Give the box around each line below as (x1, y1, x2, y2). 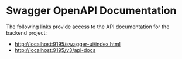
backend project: (6, 29, 47, 36)
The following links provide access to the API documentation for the (6, 23, 170, 30)
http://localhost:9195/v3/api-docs (14, 46, 96, 53)
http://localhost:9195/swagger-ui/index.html (14, 40, 121, 47)
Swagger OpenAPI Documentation (6, 4, 177, 17)
